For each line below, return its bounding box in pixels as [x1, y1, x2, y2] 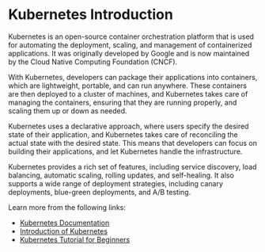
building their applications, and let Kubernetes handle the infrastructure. [8, 147, 243, 156]
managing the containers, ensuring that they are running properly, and [8, 97, 237, 107]
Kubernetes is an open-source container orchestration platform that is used [8, 32, 255, 41]
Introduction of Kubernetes [19, 226, 108, 235]
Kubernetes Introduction [8, 6, 174, 24]
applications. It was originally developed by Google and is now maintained [8, 48, 250, 58]
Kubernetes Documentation [19, 218, 110, 227]
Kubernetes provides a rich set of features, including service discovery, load [8, 162, 257, 171]
